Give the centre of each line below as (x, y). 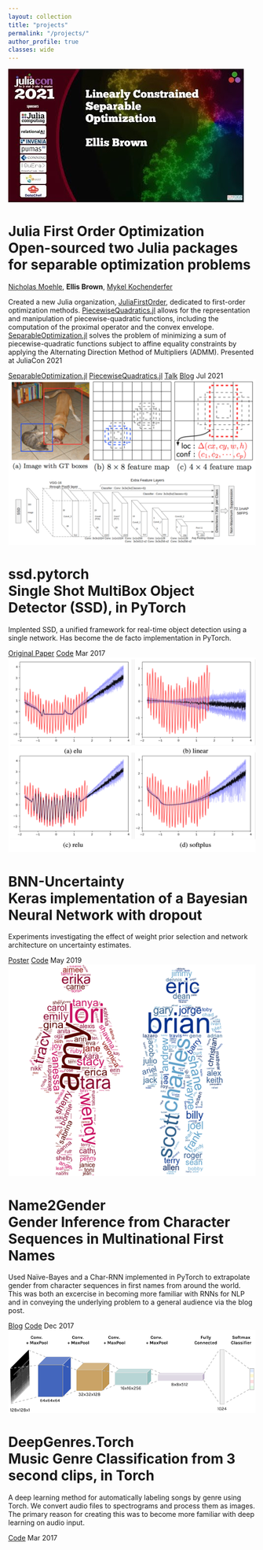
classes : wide (31, 50)
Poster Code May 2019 (45, 960)
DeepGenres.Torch (71, 1443)
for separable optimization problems (130, 265)
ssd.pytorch (49, 574)
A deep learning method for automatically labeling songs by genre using (125, 1498)
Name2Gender (57, 1205)
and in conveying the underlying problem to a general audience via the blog (130, 1302)
